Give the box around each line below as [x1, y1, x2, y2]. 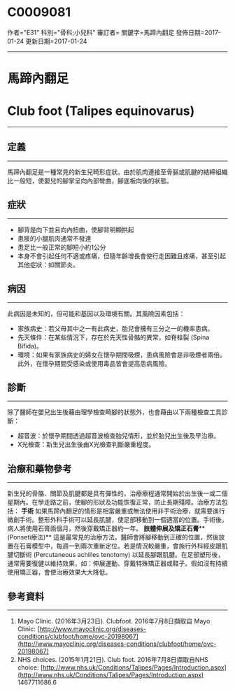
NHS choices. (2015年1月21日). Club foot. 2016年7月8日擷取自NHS [17, 655, 208, 663]
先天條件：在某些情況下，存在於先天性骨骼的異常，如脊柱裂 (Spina [17, 333, 210, 341]
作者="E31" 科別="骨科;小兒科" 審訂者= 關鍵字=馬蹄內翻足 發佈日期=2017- [7, 28, 222, 36]
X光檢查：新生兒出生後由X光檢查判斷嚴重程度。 [17, 440, 155, 449]
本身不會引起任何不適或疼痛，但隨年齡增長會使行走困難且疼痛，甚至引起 [17, 251, 226, 260]
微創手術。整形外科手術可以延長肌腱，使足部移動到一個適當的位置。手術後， [7, 516, 228, 524]
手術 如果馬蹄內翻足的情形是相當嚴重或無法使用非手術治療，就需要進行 [20, 507, 225, 515]
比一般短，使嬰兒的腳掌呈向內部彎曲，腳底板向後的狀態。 [7, 176, 173, 185]
